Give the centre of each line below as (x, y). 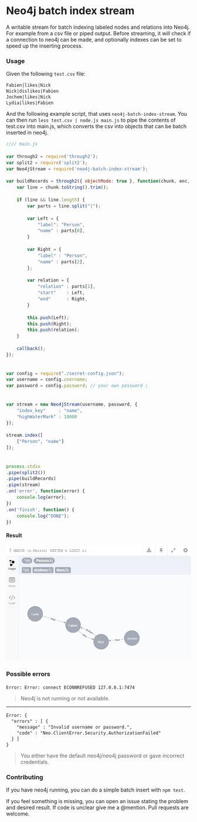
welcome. (18, 813)
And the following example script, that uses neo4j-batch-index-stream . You (97, 114)
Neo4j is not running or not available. (65, 698)
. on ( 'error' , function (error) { (45, 491)
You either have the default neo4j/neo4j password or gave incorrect (102, 756)
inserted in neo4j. (27, 133)
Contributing (25, 777)
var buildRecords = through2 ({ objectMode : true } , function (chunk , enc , (98, 181)
